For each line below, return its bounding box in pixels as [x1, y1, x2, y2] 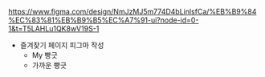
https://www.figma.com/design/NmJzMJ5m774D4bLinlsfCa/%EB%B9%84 [8, 7, 257, 16]
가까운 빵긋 [31, 60, 67, 70]
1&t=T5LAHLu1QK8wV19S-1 [8, 24, 100, 33]
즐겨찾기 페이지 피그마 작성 [19, 40, 104, 50]
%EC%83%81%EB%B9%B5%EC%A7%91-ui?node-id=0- [8, 15, 199, 25]
